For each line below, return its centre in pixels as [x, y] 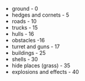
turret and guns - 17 [36, 46]
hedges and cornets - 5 [40, 15]
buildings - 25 [29, 53]
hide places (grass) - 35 [41, 66]
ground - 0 [25, 9]
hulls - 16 [23, 34]
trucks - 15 [25, 27]
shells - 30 [25, 59]
